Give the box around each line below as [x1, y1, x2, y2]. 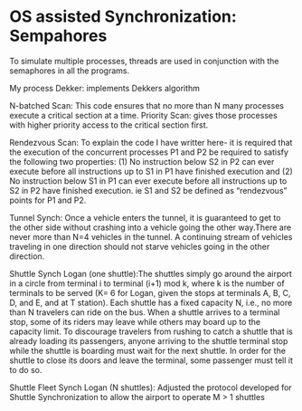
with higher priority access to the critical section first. [9, 119, 209, 130]
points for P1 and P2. [9, 195, 87, 205]
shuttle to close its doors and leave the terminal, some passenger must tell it [9, 355, 294, 366]
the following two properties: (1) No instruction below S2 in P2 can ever [9, 156, 275, 167]
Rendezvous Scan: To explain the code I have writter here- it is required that [9, 137, 293, 148]
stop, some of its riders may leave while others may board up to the [9, 316, 260, 327]
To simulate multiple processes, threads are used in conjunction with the [9, 55, 279, 66]
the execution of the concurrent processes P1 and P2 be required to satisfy [9, 147, 289, 158]
